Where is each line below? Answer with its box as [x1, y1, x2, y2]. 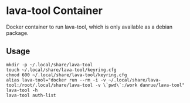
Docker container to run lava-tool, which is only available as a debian [6, 23, 173, 30]
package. [6, 29, 29, 36]
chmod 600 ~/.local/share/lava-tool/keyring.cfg [6, 72, 127, 78]
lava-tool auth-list [6, 92, 57, 98]
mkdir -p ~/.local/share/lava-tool [6, 62, 93, 68]
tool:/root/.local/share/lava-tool [6, 82, 93, 88]
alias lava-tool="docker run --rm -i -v [6, 77, 107, 83]
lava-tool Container [6, 4, 103, 17]
